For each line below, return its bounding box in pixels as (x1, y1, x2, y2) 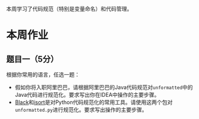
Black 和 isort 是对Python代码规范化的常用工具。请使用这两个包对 (14, 99, 173, 106)
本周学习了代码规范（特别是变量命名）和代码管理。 (6, 5, 132, 12)
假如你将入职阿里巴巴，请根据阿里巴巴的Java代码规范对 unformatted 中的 (14, 84, 193, 91)
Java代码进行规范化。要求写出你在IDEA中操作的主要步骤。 (14, 91, 160, 98)
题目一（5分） (6, 54, 59, 64)
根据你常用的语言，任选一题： (6, 71, 80, 78)
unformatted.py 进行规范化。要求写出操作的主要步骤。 (14, 106, 148, 113)
